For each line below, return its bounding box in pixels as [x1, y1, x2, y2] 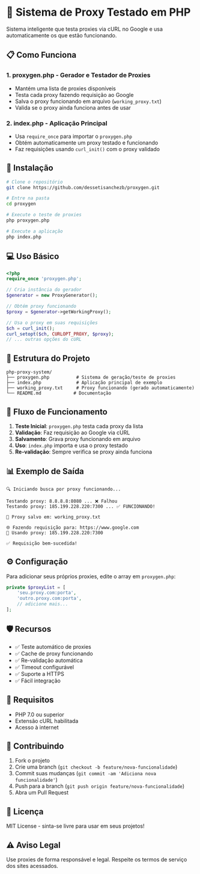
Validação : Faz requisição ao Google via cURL [14, 429, 130, 436]
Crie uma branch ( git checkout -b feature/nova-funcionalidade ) [14, 763, 178, 770]
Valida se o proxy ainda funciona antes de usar [14, 104, 131, 111]
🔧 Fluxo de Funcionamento [6, 407, 108, 417]
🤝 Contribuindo [6, 741, 64, 751]
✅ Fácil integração [14, 677, 61, 684]
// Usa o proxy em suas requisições [6, 319, 98, 326]
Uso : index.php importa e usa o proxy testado [14, 442, 128, 449]
